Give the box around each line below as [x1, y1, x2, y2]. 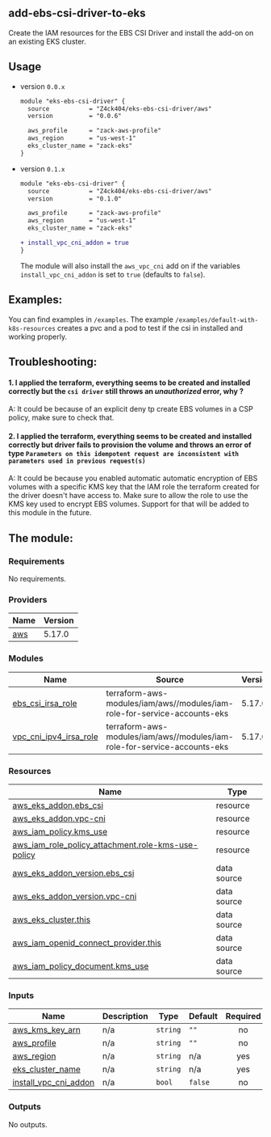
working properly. [8, 332, 67, 341]
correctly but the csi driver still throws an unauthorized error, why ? [8, 386, 244, 395]
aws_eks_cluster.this [12, 914, 91, 925]
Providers [8, 594, 48, 605]
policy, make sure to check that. [8, 412, 115, 423]
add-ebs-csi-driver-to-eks [8, 6, 146, 20]
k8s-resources [8, 324, 56, 332]
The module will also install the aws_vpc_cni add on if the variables [19, 260, 240, 270]
